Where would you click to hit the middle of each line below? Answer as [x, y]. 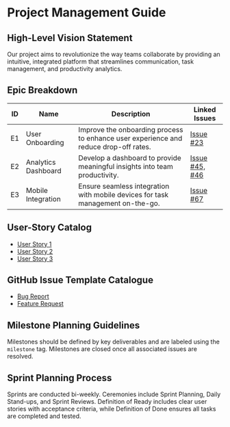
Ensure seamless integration [124, 186]
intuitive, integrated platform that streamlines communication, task [100, 62]
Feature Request [40, 304]
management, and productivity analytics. [65, 69]
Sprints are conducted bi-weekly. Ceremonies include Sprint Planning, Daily [114, 394]
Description [131, 114]
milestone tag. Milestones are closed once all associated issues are [102, 349]
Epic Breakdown [42, 90]
